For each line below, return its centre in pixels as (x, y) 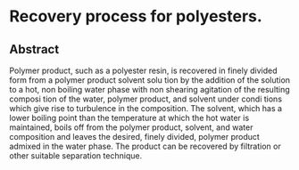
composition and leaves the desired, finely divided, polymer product (135, 137)
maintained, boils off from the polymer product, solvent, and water (131, 127)
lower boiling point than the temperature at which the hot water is (129, 118)
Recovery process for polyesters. (136, 16)
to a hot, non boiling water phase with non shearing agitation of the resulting (149, 89)
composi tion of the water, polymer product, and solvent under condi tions (146, 99)
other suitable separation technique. (76, 156)
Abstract (34, 49)
